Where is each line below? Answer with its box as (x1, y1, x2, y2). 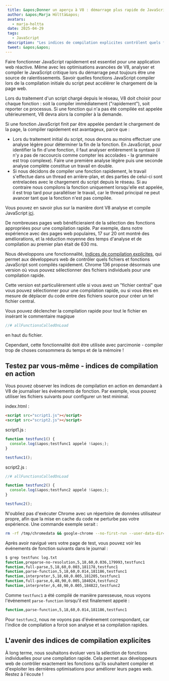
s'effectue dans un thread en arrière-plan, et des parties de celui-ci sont (12, 173, 162, 179)
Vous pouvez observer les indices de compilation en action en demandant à (5, 383, 162, 389)
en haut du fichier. (5, 332, 43, 338)
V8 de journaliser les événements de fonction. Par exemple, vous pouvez (5, 388, 157, 394)
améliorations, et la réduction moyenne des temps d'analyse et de (5, 236, 142, 242)
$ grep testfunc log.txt (5, 555, 57, 560)
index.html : (5, 403, 30, 409)
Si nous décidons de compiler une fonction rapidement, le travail (12, 168, 147, 174)
